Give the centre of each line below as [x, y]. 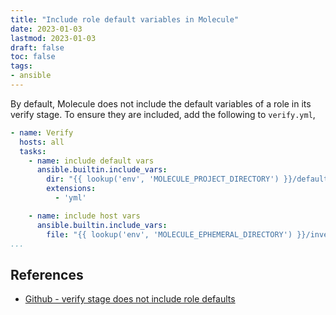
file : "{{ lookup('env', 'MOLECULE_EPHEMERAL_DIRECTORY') [169, 234]
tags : [21, 66]
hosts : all [42, 142]
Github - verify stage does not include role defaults [130, 299]
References [47, 274]
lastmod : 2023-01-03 [53, 38]
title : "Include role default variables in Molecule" [125, 19]
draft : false [37, 47]
